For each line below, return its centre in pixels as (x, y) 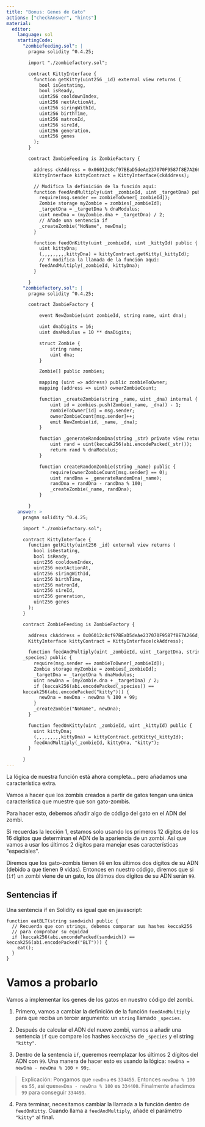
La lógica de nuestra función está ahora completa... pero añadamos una (97, 777)
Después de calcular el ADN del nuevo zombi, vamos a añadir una (98, 1029)
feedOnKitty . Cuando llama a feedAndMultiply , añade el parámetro (99, 1111)
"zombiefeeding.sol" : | (53, 46)
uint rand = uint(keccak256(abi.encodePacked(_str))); (121, 444)
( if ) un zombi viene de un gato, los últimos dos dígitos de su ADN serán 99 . (101, 876)
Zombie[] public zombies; (72, 371)
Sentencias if (32, 895)
